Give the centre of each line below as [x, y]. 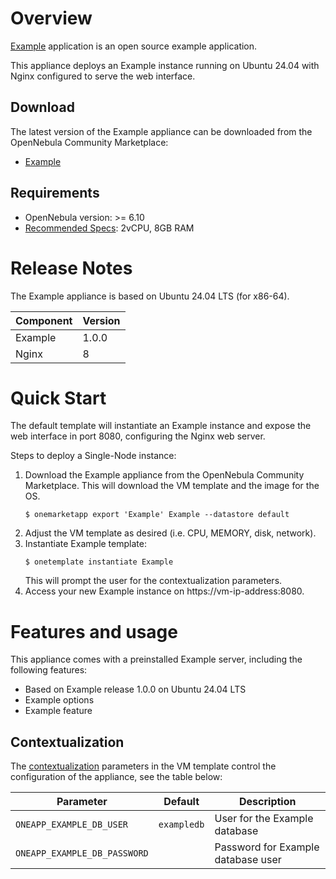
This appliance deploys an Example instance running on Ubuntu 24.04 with [165, 65]
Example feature [58, 711]
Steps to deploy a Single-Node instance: [93, 456]
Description [268, 802]
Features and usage [94, 631]
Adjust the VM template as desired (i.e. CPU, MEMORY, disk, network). [170, 533]
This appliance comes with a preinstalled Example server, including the [156, 659]
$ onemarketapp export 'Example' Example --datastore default [157, 515]
